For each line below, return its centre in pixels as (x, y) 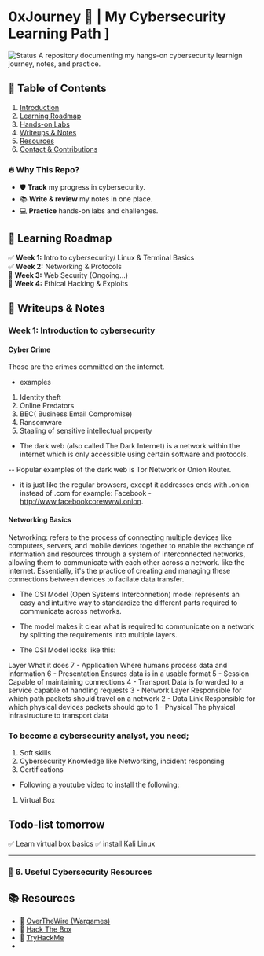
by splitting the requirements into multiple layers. (99, 634)
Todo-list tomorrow (57, 825)
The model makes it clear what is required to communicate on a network (137, 626)
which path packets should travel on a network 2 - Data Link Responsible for (132, 698)
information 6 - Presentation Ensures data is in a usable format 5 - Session (129, 674)
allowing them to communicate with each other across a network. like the (126, 562)
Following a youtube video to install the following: (99, 784)
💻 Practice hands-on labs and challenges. (89, 211)
